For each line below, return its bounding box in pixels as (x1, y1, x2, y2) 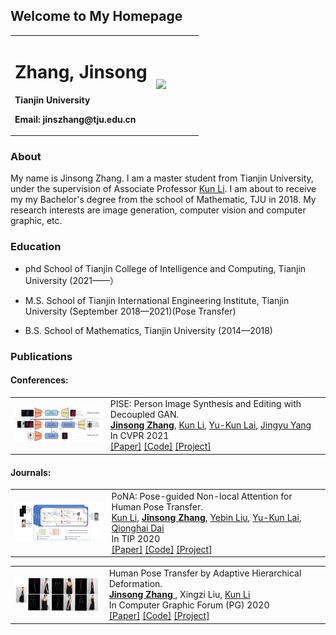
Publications (10, 349, 73, 363)
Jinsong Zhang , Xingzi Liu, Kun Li (108, 589, 251, 601)
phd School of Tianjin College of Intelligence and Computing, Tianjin (24, 262, 307, 274)
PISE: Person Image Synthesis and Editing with (109, 398, 302, 410)
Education (10, 240, 62, 254)
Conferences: (10, 374, 69, 386)
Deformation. (108, 578, 163, 590)
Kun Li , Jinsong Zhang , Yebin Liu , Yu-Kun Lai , (111, 511, 302, 523)
